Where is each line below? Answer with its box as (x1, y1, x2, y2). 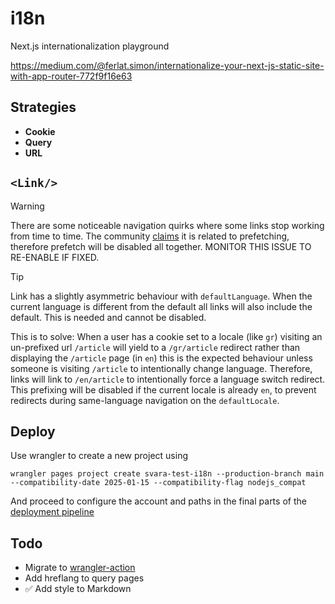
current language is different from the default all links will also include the (10, 300, 313, 312)
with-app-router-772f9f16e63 (10, 70, 133, 82)
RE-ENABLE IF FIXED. (10, 251, 100, 263)
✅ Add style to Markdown (24, 583, 132, 595)
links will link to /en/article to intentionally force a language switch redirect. (10, 373, 326, 385)
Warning (10, 200, 45, 212)
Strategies (10, 99, 77, 116)
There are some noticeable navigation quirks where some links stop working (10, 219, 325, 231)
